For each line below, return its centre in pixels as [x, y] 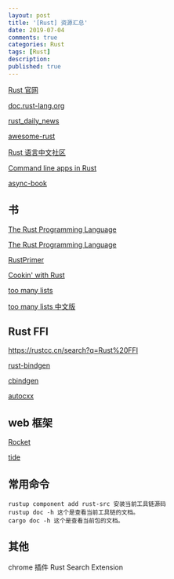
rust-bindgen [29, 365]
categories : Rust [36, 45]
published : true [34, 67]
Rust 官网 [24, 90]
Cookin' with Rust [36, 275]
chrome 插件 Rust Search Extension [66, 567]
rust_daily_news [34, 121]
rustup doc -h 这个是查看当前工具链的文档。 [74, 512]
